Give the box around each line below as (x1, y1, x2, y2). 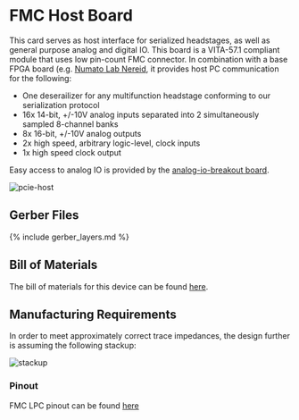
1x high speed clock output (21, 147, 122, 157)
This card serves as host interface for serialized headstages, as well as (9, 35, 270, 46)
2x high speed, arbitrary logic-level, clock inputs (21, 138, 201, 148)
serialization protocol (21, 99, 100, 110)
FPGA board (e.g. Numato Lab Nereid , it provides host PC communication (9, 63, 279, 74)
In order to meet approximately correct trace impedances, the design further (9, 331, 290, 341)
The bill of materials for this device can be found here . (9, 281, 209, 291)
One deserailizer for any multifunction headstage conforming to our (21, 90, 270, 101)
